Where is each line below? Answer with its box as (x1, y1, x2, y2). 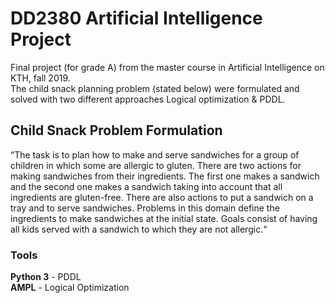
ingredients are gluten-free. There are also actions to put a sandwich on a (10, 191, 314, 203)
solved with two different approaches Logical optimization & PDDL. (10, 93, 286, 105)
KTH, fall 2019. (10, 72, 71, 84)
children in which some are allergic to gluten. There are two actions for (10, 159, 302, 171)
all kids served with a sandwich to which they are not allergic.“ (10, 223, 268, 235)
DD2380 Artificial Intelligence (10, 7, 263, 30)
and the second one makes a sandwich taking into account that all (10, 180, 283, 192)
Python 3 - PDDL (10, 271, 82, 283)
